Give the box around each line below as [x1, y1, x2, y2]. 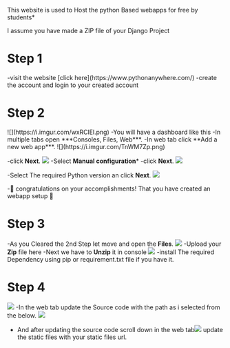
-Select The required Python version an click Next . [7, 171, 151, 179]
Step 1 [7, 51, 43, 66]
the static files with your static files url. [17, 333, 127, 341]
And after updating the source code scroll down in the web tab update [17, 325, 224, 333]
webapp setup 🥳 [7, 191, 54, 200]
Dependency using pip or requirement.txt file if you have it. [7, 255, 174, 263]
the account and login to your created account [7, 81, 139, 89]
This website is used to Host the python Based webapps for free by [7, 6, 198, 14]
